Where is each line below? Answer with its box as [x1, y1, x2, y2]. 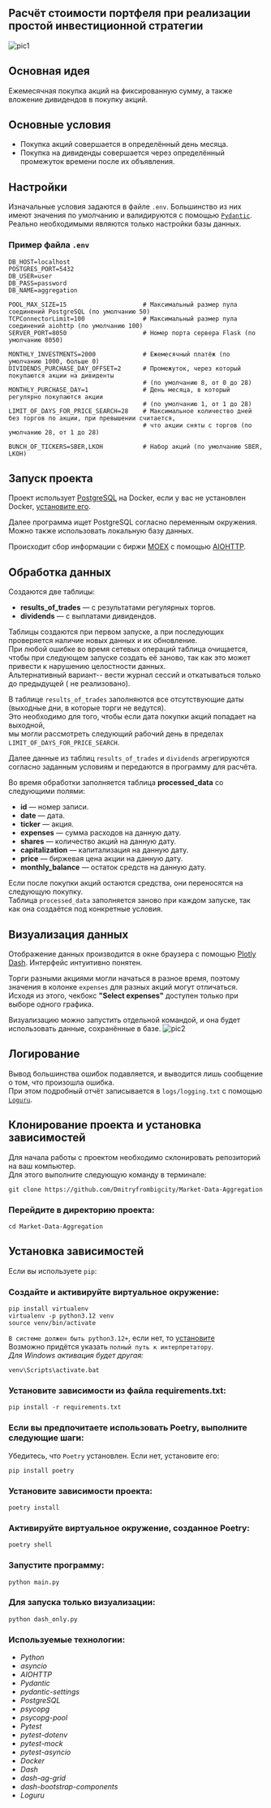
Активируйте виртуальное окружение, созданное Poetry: [8, 1522, 250, 1534]
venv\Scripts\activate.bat [8, 1366, 100, 1374]
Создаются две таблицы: [8, 587, 96, 597]
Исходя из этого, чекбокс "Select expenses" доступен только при [8, 990, 239, 1000]
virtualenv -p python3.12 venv [8, 1312, 114, 1320]
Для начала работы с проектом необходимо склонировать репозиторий [8, 1152, 261, 1162]
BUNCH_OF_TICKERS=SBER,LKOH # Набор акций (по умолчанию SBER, [8, 442, 264, 451]
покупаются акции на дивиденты [8, 371, 114, 380]
